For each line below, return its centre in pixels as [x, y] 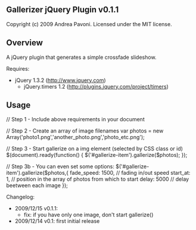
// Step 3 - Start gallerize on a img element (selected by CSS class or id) [95, 149]
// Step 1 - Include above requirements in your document [75, 119]
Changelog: [20, 197]
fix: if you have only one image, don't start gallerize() [88, 215]
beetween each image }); [37, 185]
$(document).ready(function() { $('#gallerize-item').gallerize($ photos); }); [97, 155]
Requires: [18, 68]
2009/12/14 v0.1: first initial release [57, 221]
